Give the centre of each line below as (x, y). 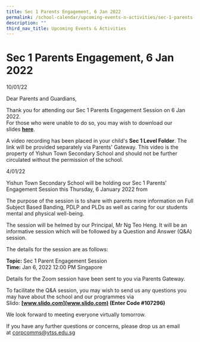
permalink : (20, 17)
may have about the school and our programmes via (70, 297)
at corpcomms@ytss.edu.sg (41, 332)
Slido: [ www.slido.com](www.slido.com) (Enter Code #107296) (86, 303)
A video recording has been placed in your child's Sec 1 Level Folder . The (97, 141)
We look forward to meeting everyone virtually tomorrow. (76, 315)
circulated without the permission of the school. (65, 160)
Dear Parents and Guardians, (42, 98)
